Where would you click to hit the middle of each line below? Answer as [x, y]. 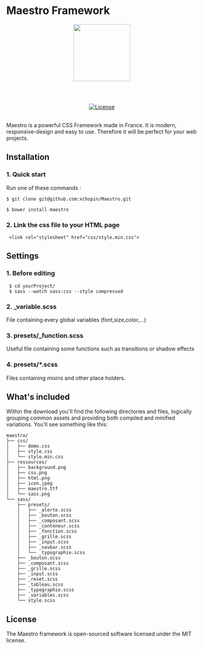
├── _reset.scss [38, 579]
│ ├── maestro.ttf [32, 489]
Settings [23, 256]
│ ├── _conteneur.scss [48, 526]
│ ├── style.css [29, 452]
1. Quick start [26, 175]
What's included [38, 397]
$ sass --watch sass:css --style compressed [66, 291]
